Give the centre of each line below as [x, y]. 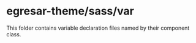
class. [14, 34]
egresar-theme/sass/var [70, 11]
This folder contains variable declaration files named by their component [98, 28]
